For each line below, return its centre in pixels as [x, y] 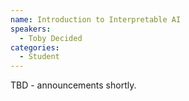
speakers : [31, 29]
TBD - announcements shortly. [73, 85]
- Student [39, 57]
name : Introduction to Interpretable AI [96, 19]
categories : [35, 47]
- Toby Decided [51, 38]
